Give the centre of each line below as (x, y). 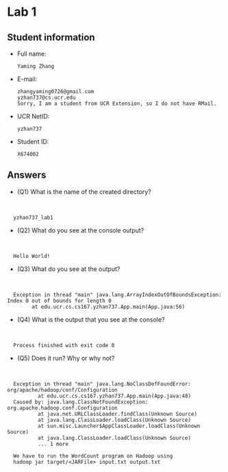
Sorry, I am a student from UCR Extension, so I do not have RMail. (117, 104)
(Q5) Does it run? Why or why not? (66, 358)
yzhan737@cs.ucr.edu (46, 97)
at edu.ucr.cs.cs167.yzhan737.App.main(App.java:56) (109, 307)
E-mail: (27, 79)
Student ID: (33, 142)
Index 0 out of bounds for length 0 (59, 300)
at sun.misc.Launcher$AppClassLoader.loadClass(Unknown (119, 426)
